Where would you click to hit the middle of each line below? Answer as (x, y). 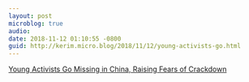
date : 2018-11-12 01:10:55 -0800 (65, 39)
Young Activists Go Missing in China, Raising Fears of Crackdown (118, 69)
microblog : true (36, 24)
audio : (19, 31)
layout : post (30, 16)
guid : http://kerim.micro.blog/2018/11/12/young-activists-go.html (125, 46)
